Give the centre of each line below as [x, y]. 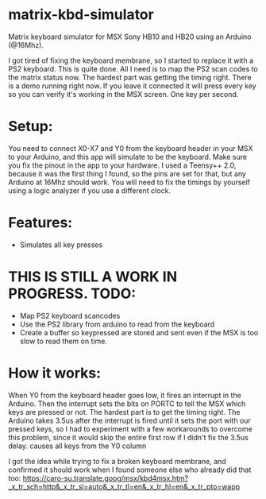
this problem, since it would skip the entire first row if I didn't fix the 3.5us [128, 437]
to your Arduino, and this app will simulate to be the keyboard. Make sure [128, 157]
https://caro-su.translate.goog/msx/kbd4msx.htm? [106, 478]
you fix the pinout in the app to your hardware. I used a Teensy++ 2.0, [122, 165]
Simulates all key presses [61, 245]
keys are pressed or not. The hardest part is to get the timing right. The [124, 412]
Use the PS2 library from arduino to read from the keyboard [117, 324]
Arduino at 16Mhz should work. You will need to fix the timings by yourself [129, 182]
